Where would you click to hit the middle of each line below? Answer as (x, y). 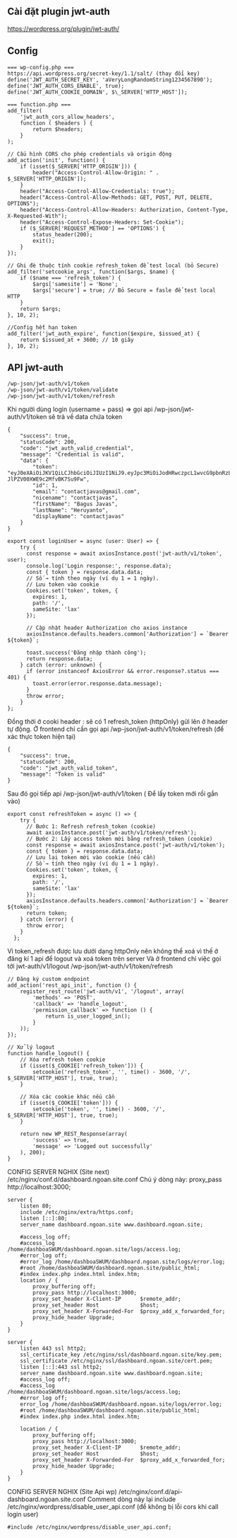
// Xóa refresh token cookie (63, 1060)
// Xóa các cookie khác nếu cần (67, 1097)
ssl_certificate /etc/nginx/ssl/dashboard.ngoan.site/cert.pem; (116, 1361)
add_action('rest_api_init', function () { (72, 986)
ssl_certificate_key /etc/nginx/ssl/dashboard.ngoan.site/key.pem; (121, 1355)
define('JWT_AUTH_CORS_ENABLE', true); (66, 86)
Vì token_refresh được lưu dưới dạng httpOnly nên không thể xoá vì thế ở (113, 951)
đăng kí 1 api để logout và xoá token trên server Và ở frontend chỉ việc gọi (114, 959)
